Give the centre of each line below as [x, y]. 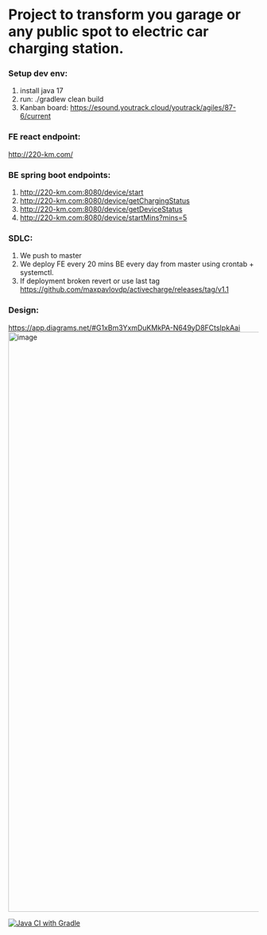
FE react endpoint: [44, 137]
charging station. [66, 49]
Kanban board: [44, 108]
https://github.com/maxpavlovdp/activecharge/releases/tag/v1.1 [124, 289]
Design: [24, 310]
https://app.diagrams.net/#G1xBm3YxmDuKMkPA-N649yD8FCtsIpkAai [124, 328]
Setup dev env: [38, 73]
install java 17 [41, 91]
